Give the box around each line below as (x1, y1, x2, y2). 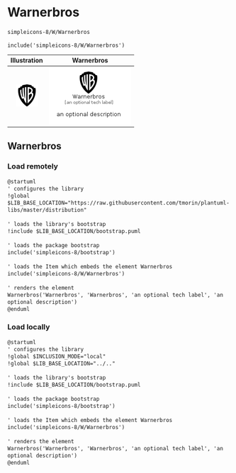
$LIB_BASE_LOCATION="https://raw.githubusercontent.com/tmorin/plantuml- (7, 199, 230, 206)
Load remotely (7, 161, 59, 171)
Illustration (10, 56, 44, 64)
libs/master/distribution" (7, 206, 87, 213)
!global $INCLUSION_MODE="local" (7, 353, 106, 360)
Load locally (7, 321, 50, 331)
